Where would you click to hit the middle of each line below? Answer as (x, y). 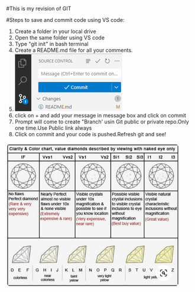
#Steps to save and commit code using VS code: (65, 20)
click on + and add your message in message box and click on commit (100, 115)
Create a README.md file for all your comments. (74, 50)
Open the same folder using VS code (60, 37)
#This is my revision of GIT (39, 9)
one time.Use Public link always (53, 128)
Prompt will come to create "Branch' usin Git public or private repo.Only (102, 122)
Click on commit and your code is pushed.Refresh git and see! (90, 134)
